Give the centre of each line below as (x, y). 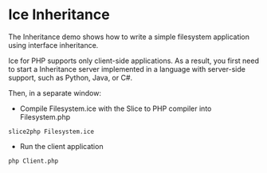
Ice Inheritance (59, 15)
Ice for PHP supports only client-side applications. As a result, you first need (133, 61)
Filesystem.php (45, 116)
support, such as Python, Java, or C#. (71, 77)
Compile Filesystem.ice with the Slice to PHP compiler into (116, 108)
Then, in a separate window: (55, 92)
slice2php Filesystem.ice (51, 132)
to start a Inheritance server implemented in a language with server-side (127, 69)
